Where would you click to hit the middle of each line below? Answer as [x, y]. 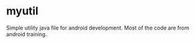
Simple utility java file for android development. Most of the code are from [98, 28]
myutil [22, 11]
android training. [26, 34]
